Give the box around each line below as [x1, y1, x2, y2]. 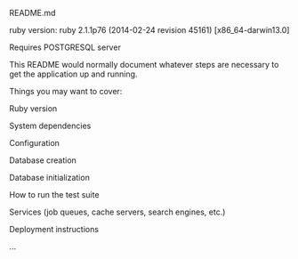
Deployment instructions [9, 224, 100, 234]
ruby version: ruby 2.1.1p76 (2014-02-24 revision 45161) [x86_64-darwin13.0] [9, 25, 290, 35]
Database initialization [9, 173, 91, 182]
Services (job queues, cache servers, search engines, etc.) [9, 206, 226, 217]
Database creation [9, 155, 77, 166]
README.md [9, 8, 56, 18]
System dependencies [9, 120, 92, 131]
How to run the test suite [9, 190, 100, 199]
